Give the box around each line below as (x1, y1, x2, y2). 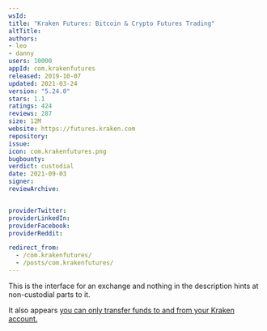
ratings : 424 (8, 102, 53, 110)
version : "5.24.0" (8, 87, 70, 95)
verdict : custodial (8, 163, 74, 171)
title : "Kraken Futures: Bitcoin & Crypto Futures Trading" (8, 19, 216, 28)
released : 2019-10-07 (8, 72, 82, 80)
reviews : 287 (8, 110, 53, 118)
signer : (8, 177, 35, 186)
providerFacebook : (8, 222, 70, 230)
